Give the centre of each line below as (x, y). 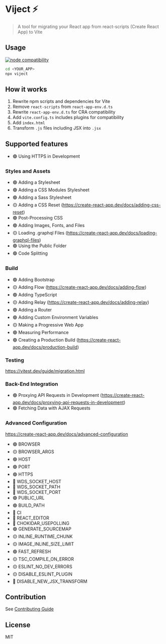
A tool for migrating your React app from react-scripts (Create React (88, 26)
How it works (26, 89)
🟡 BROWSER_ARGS (33, 452)
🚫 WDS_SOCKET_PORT (37, 492)
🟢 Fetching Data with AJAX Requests (51, 408)
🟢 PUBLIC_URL (28, 498)
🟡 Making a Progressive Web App (48, 325)
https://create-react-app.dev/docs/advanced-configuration (67, 434)
